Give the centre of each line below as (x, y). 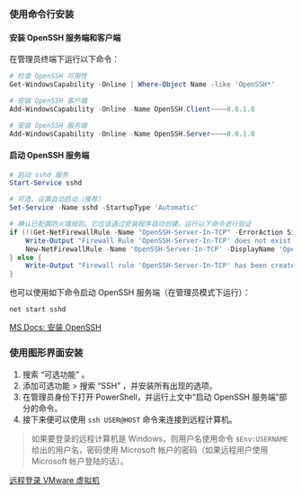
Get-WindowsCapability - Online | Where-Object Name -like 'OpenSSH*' (142, 85)
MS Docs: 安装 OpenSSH (55, 328)
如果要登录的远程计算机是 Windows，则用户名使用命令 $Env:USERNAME (160, 438)
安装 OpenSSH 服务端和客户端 (65, 37)
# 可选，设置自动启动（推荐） (57, 200)
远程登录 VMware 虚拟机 (55, 480)
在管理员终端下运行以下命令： (64, 59)
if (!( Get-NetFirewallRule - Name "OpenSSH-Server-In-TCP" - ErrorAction (146, 232)
